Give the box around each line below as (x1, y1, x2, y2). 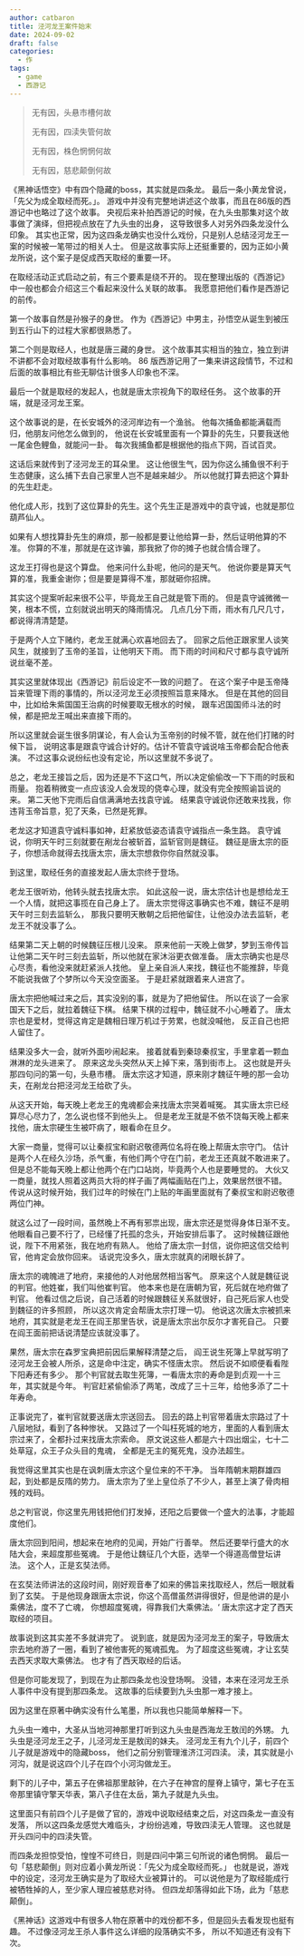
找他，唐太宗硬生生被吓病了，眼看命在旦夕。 (9, 1121, 176, 1132)
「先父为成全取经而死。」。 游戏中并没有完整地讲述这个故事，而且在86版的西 (9, 195, 291, 206)
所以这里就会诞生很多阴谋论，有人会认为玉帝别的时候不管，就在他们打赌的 (9, 729, 287, 740)
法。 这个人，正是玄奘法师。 (9, 1560, 115, 1570)
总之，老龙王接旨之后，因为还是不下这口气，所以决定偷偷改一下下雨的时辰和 (9, 771, 295, 782)
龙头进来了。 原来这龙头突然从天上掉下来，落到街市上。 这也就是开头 (33, 1057, 291, 1068)
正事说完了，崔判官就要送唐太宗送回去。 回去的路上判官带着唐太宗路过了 (9, 1411, 281, 1422)
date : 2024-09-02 (9, 30, 75, 39)
